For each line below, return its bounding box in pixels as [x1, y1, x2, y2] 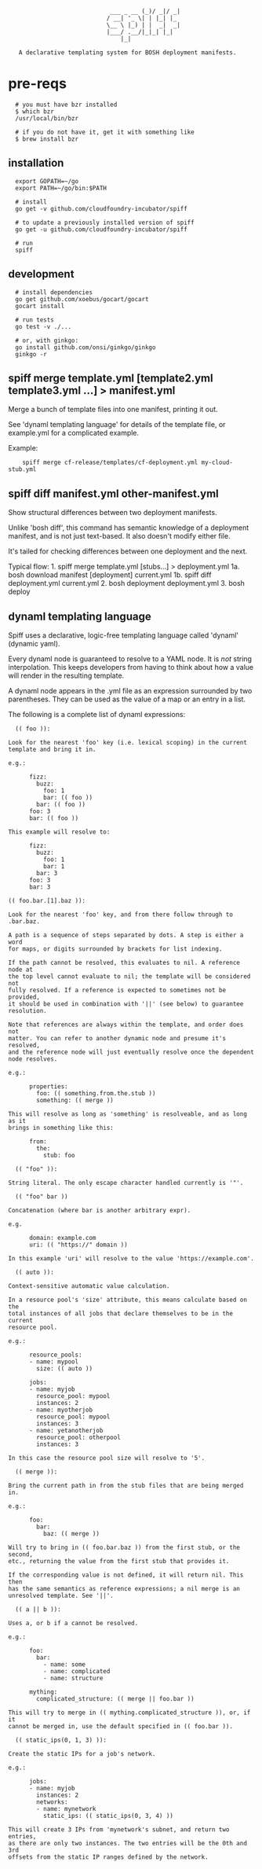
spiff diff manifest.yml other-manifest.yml [8, 487, 220, 500]
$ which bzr [15, 107, 55, 116]
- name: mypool [28, 1358, 79, 1366]
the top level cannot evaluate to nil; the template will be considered [8, 973, 251, 980]
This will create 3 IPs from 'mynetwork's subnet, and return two [8, 1826, 230, 1834]
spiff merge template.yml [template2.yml [8, 371, 213, 384]
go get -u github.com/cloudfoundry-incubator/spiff [15, 225, 188, 234]
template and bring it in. [8, 745, 96, 753]
